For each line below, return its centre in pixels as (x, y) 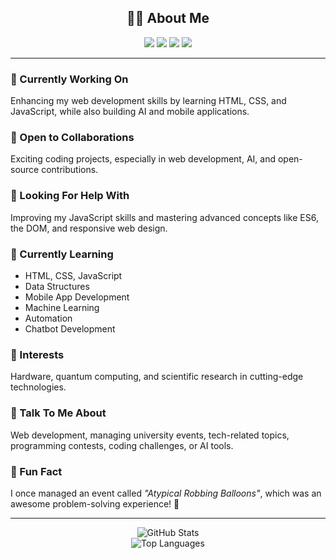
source (25, 170)
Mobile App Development (77, 297)
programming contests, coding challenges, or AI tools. (122, 445)
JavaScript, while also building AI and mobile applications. (130, 112)
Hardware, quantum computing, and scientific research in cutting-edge (157, 377)
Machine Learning (62, 307)
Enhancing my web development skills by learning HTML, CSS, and (148, 101)
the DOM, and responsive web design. (89, 228)
